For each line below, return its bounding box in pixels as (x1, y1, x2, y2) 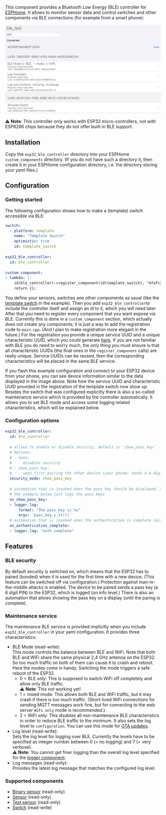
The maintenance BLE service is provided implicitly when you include (5, 623, 146, 629)
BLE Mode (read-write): (12, 644, 61, 650)
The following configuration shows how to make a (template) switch (5, 207, 143, 213)
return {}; (14, 286, 37, 291)
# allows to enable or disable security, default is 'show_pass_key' (9, 445, 156, 450)
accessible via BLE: (5, 213, 44, 219)
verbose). (12, 744, 32, 750)
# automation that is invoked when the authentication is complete (9, 518, 152, 523)
